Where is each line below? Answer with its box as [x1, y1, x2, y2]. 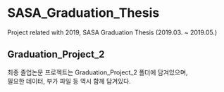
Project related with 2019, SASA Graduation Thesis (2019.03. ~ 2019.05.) [7, 28, 218, 37]
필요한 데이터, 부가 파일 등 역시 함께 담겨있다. [7, 77, 132, 85]
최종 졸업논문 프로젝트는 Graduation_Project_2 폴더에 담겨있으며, [7, 68, 188, 77]
